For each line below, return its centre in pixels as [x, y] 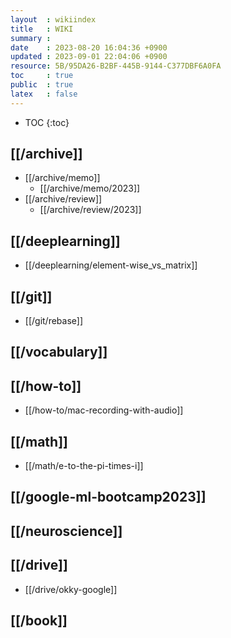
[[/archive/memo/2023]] [90, 188]
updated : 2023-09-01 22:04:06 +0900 [89, 57]
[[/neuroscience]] [66, 531]
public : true [42, 85]
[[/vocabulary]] [59, 352]
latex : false [44, 94]
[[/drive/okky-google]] [71, 589]
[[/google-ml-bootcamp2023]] [108, 497]
